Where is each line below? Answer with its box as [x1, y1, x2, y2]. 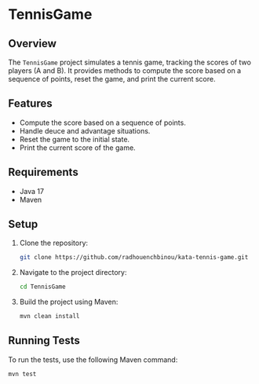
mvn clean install [19, 313, 80, 320]
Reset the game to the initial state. [19, 134, 130, 144]
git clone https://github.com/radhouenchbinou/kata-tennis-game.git [19, 254, 249, 261]
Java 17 [19, 186, 45, 196]
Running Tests [8, 334, 80, 347]
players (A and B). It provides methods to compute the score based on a [8, 66, 242, 75]
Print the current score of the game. [19, 143, 136, 152]
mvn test [8, 370, 37, 378]
